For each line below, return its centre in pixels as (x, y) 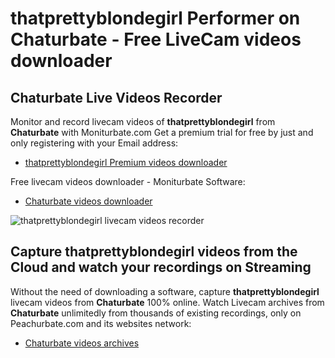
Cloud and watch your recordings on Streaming (161, 267)
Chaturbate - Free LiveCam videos (156, 39)
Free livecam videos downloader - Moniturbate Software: (128, 181)
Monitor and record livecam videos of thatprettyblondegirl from (143, 121)
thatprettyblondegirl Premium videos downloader (126, 162)
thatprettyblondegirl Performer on (155, 18)
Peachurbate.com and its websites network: (101, 323)
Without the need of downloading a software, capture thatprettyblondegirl (165, 291)
